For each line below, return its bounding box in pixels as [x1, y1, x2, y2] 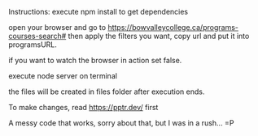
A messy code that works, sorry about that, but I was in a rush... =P [8, 118, 234, 128]
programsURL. [8, 40, 57, 49]
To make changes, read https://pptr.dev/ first [8, 103, 159, 112]
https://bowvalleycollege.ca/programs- [107, 23, 238, 32]
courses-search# [8, 32, 67, 40]
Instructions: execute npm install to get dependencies [8, 7, 189, 16]
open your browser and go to [8, 23, 107, 32]
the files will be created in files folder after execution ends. [8, 87, 205, 96]
